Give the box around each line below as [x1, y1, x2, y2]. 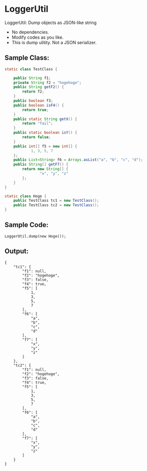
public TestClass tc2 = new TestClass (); [13, 203, 99, 208]
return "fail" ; [22, 121, 53, 126]
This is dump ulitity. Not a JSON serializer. [11, 39, 97, 45]
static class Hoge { [4, 193, 47, 199]
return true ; [22, 107, 49, 112]
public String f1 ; [13, 75, 51, 80]
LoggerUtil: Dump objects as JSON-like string [4, 20, 97, 25]
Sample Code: [4, 221, 49, 229]
